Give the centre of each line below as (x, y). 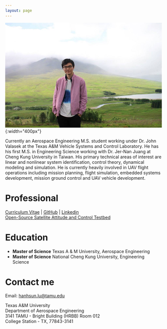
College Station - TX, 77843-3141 (39, 322)
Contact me (30, 282)
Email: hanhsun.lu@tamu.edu (35, 296)
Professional (32, 198)
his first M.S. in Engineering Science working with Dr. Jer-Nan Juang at (78, 151)
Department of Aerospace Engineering (45, 311)
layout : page (19, 10)
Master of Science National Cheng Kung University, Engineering (78, 257)
